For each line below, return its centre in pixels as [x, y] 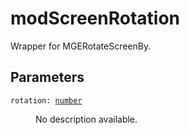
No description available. [86, 119]
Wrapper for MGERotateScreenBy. [81, 46]
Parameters [47, 77]
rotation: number [46, 100]
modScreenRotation [95, 18]
